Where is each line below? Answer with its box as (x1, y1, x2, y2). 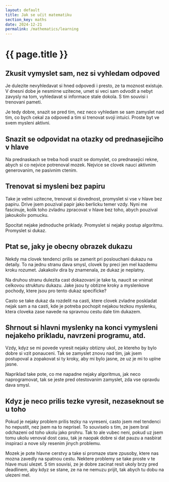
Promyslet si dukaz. (5, 227, 47, 233)
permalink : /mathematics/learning (5, 27, 79, 32)
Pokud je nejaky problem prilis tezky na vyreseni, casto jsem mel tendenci (5, 418, 161, 425)
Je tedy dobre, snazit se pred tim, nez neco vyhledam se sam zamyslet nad (5, 109, 164, 115)
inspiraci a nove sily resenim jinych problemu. (5, 440, 101, 447)
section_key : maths (5, 17, 47, 22)
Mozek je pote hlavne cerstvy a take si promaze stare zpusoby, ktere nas (5, 450, 159, 456)
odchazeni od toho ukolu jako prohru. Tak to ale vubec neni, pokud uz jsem (5, 429, 163, 436)
